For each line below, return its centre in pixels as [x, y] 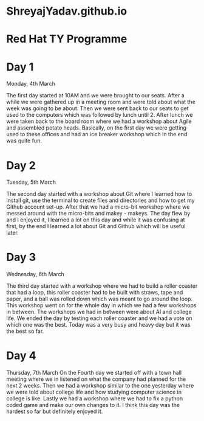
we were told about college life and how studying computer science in [94, 392]
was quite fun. [24, 141]
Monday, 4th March [31, 84]
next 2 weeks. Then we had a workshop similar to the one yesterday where [100, 386]
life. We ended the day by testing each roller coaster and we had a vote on [99, 318]
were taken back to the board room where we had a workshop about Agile [99, 121]
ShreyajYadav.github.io [67, 11]
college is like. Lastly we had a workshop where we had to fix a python [95, 398]
